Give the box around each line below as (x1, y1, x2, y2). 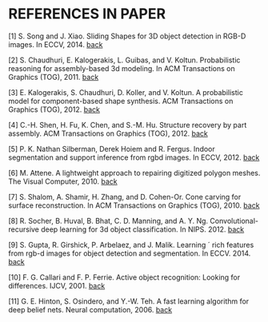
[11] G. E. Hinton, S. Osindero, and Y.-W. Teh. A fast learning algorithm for (8, 296, 250, 306)
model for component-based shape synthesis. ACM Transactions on (8, 96, 234, 105)
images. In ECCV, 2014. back (8, 39, 103, 49)
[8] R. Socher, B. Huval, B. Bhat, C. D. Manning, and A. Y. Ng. (8, 216, 209, 225)
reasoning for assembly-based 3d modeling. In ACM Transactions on (8, 63, 235, 73)
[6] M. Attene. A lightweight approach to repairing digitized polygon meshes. (8, 168, 261, 177)
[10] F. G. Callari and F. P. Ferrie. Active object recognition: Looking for (8, 272, 241, 282)
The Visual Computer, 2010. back (8, 177, 118, 186)
